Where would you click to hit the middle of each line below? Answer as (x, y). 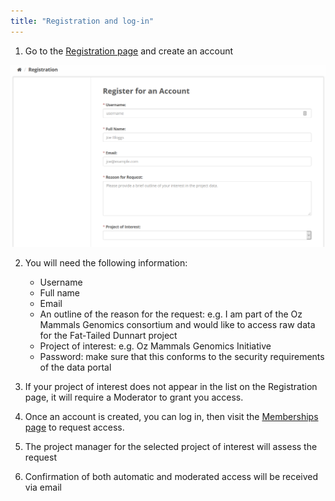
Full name (59, 292)
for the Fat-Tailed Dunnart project (108, 335)
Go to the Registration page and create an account (129, 51)
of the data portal (75, 367)
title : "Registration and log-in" (82, 21)
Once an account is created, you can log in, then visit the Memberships (171, 416)
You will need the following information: (106, 262)
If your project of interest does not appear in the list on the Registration (171, 386)
